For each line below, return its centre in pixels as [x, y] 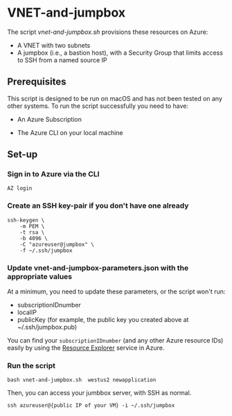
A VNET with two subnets [54, 45]
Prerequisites [37, 82]
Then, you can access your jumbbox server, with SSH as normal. [99, 393]
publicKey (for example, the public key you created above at [103, 320]
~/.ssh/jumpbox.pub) [47, 327]
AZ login [20, 188]
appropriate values [40, 276]
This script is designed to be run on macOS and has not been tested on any [115, 98]
